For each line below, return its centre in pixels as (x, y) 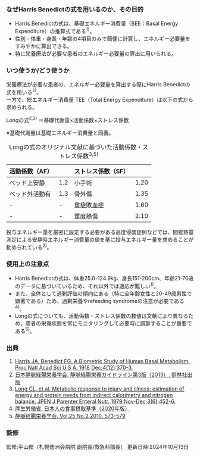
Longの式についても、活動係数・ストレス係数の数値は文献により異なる (101, 316)
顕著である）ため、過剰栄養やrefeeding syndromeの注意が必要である (99, 301)
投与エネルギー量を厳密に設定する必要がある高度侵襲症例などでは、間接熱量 (100, 232)
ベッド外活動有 (30, 193)
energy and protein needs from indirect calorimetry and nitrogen (94, 395)
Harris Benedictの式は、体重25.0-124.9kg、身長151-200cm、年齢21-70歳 (104, 278)
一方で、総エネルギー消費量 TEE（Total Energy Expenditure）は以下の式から (100, 99)
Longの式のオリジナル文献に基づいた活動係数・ (76, 147)
